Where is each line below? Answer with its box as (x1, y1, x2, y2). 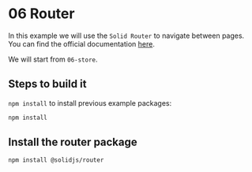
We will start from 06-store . (8, 54, 98, 64)
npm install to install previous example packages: (8, 98, 172, 107)
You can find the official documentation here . (8, 39, 156, 48)
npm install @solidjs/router (8, 156, 104, 164)
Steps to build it (8, 77, 87, 91)
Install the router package (8, 136, 138, 149)
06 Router (8, 5, 75, 23)
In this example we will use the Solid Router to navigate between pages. (8, 31, 245, 40)
